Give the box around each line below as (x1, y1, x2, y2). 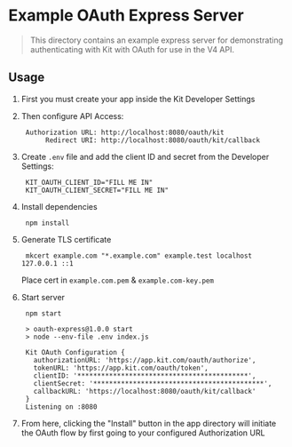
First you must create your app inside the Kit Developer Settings (20, 93, 256, 104)
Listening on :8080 (25, 402, 98, 411)
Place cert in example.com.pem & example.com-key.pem (20, 275, 215, 285)
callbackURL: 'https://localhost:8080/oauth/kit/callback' (33, 387, 256, 395)
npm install (25, 219, 70, 227)
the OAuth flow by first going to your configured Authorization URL (20, 427, 265, 438)
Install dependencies (20, 201, 99, 212)
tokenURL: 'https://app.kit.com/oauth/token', (33, 363, 209, 372)
